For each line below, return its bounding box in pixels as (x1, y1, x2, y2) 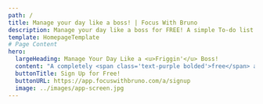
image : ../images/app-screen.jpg (15, 84, 124, 92)
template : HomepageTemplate (8, 33, 100, 41)
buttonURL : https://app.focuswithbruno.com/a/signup (15, 77, 191, 84)
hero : (8, 48, 26, 56)
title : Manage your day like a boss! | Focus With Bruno (8, 19, 198, 27)
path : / (8, 11, 34, 20)
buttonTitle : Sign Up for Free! (15, 70, 121, 77)
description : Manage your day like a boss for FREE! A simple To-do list (8, 26, 254, 34)
